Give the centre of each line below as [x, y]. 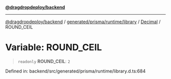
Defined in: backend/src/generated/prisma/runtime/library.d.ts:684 [76, 71]
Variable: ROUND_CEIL [54, 48]
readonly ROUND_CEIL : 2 [44, 61]
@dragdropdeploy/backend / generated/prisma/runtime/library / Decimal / [83, 22]
